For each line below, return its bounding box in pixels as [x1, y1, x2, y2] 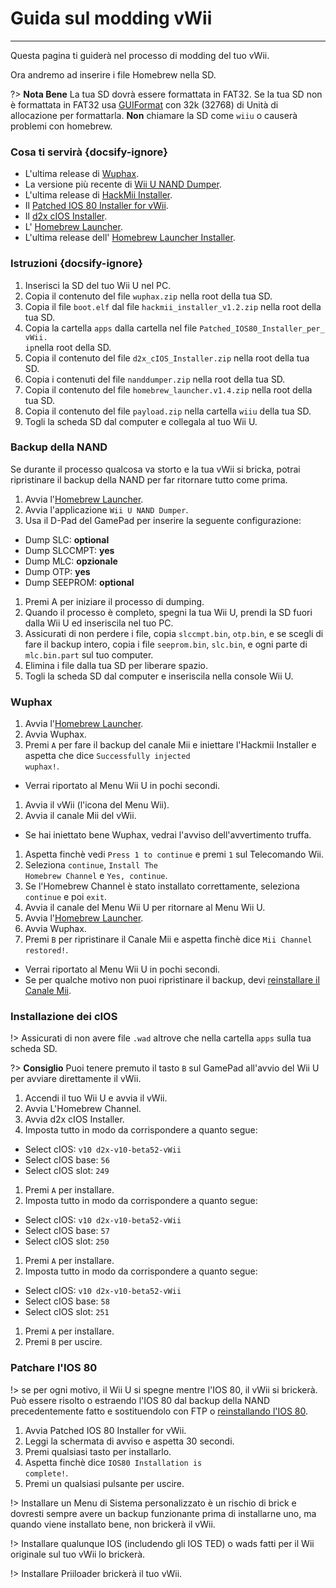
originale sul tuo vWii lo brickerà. [10, 1548, 146, 1560]
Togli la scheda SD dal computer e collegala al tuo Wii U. [24, 415, 258, 427]
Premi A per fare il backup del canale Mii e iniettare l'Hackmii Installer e [24, 739, 317, 751]
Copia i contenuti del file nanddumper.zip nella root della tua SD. [24, 373, 286, 385]
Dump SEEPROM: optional [24, 576, 135, 588]
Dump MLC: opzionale [24, 555, 118, 567]
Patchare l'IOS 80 [10, 1361, 98, 1375]
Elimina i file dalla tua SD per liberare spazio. [24, 659, 209, 671]
